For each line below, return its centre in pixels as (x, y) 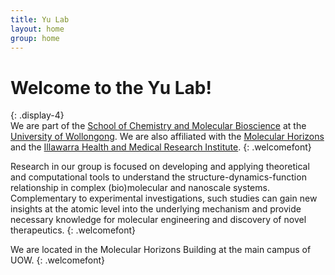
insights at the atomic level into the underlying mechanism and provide (156, 209)
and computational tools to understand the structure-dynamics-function (158, 177)
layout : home (37, 29)
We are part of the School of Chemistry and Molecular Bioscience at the (158, 126)
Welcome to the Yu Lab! (111, 87)
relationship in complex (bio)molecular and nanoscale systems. (140, 188)
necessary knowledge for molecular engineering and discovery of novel (158, 220)
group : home (35, 38)
